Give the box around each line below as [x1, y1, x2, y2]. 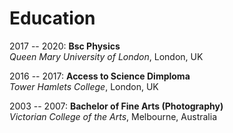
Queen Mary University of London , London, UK [9, 50, 204, 62]
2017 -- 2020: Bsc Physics [9, 40, 121, 52]
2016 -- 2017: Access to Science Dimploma [9, 70, 191, 82]
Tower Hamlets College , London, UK [9, 80, 159, 92]
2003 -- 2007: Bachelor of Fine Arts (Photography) [9, 100, 224, 112]
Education [9, 7, 96, 30]
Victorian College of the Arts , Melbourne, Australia [9, 110, 218, 122]
